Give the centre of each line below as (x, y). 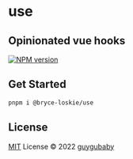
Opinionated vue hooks (67, 41)
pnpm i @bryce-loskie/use (51, 102)
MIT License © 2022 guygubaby (61, 146)
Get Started (37, 84)
